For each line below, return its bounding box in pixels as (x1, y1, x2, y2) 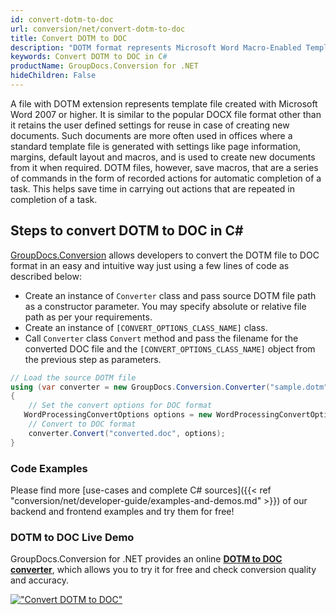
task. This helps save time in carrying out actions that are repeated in (10, 182, 295, 195)
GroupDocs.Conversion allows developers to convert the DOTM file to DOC (10, 249, 320, 261)
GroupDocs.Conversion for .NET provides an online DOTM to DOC (10, 553, 283, 565)
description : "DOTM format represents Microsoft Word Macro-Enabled (10, 42, 302, 53)
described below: (10, 270, 82, 282)
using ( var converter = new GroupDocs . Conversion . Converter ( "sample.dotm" (10, 382, 329, 392)
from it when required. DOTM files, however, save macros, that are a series (10, 161, 319, 173)
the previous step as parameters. (24, 353, 162, 365)
